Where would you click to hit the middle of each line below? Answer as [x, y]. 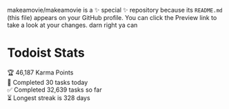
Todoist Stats [46, 53]
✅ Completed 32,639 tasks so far [54, 90]
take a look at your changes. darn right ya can [72, 25]
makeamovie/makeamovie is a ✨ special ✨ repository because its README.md [115, 10]
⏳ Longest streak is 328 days [49, 98]
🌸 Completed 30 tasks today [48, 82]
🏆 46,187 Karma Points [40, 72]
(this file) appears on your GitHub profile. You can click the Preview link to [112, 18]
